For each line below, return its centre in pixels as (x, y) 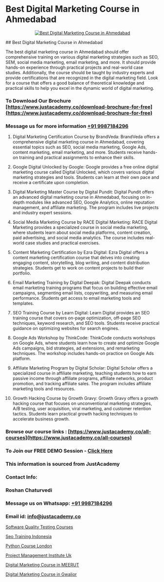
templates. (23, 303)
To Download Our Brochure (38, 101)
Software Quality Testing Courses (39, 527)
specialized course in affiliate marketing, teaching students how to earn (84, 373)
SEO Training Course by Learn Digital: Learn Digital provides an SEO (81, 313)
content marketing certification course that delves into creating (76, 258)
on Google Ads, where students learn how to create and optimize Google (86, 343)
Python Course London (29, 546)
